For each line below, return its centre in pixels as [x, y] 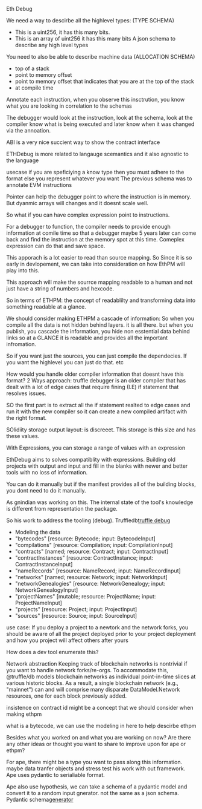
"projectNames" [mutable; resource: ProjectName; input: [85, 596]
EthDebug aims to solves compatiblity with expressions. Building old [91, 460]
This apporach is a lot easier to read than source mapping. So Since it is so [99, 257]
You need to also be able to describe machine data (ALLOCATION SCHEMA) [101, 57]
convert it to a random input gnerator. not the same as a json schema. [93, 793]
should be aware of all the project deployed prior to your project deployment [101, 634]
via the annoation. [29, 130]
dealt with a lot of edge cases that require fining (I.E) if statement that [93, 387]
